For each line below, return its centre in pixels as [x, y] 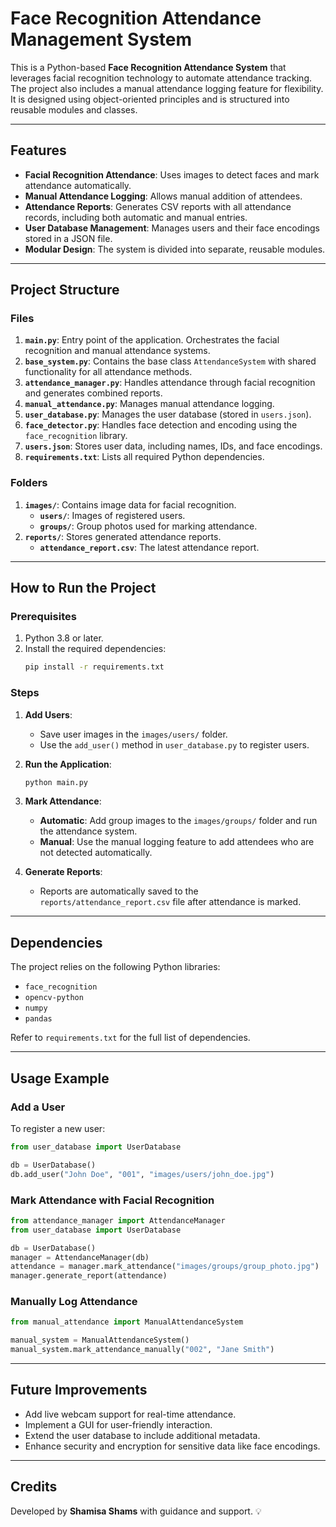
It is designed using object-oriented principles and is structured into [150, 99]
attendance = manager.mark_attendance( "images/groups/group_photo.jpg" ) [165, 1267]
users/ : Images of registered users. [112, 515]
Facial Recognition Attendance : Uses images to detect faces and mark [172, 174]
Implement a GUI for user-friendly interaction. [118, 1424]
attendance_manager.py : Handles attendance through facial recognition [170, 383]
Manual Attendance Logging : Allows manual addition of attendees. [163, 196]
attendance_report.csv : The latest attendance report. [149, 547]
